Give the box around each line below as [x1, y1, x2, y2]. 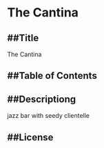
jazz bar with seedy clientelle [7, 112, 90, 120]
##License [7, 132, 54, 143]
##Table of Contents [7, 70, 98, 82]
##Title [7, 32, 39, 44]
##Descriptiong [7, 93, 76, 105]
